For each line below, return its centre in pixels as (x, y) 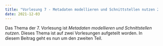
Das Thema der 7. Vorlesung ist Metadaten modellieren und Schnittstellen (78, 28)
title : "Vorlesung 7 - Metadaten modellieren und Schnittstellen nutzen (80, 9)
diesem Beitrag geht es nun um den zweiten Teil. (54, 38)
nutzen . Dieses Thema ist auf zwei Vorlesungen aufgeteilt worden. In (74, 33)
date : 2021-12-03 (23, 14)
